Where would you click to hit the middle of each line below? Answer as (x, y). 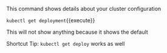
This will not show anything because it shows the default (77, 32)
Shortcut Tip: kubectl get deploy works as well (66, 44)
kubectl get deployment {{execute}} (51, 20)
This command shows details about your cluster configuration (84, 9)
